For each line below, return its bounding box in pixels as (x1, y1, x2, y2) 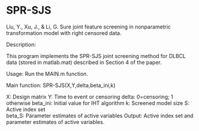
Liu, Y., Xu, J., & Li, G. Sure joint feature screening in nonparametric (6, 23, 171, 30)
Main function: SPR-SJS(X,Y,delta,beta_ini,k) (6, 81, 116, 89)
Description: (6, 41, 36, 48)
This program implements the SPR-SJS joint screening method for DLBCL (6, 52, 186, 59)
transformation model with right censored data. (6, 29, 122, 36)
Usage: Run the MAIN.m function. (6, 70, 89, 77)
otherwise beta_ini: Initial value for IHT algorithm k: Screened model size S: (6, 99, 189, 107)
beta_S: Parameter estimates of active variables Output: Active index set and (6, 112, 194, 119)
